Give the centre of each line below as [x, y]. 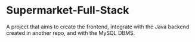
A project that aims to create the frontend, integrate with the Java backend [98, 27]
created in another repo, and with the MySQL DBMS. [71, 33]
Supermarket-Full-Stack [68, 10]
